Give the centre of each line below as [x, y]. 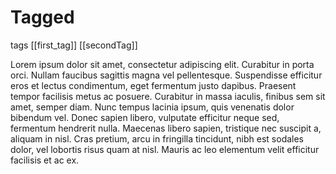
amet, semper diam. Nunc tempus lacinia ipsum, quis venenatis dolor [152, 107]
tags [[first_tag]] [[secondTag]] [74, 45]
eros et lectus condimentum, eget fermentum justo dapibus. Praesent [153, 85]
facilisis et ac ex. [45, 160]
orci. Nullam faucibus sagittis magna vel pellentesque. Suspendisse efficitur [166, 75]
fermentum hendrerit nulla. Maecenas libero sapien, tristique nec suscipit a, [166, 128]
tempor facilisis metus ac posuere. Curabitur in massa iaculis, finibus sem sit [168, 96]
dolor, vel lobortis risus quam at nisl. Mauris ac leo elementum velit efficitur [165, 149]
